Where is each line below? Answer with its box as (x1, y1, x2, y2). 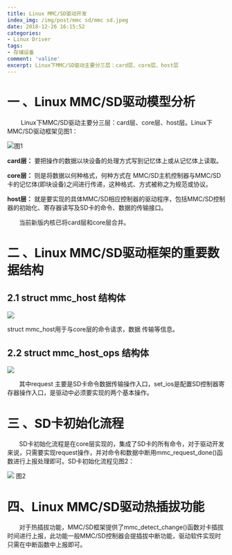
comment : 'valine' (7, 56, 60, 63)
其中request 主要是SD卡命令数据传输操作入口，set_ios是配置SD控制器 (19, 380, 220, 388)
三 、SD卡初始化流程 (7, 415, 125, 431)
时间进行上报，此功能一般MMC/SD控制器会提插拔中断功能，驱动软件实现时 (7, 532, 222, 540)
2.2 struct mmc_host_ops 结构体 (7, 347, 150, 358)
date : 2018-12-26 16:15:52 (7, 23, 85, 30)
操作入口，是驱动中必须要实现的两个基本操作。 (19, 388, 153, 397)
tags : (7, 42, 23, 49)
